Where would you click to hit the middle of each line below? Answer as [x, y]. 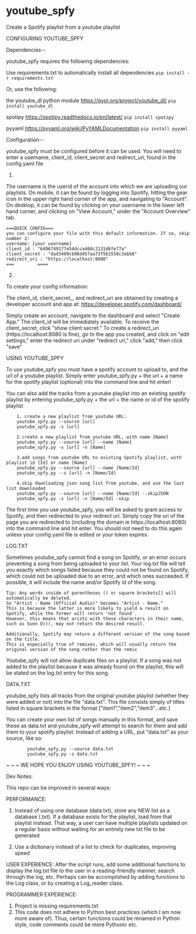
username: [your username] [39, 244]
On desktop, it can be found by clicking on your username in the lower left [95, 205]
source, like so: [24, 738]
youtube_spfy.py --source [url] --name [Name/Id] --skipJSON [92, 493]
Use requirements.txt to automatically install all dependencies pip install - [98, 72]
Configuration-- [25, 140]
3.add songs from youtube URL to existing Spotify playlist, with [99, 457]
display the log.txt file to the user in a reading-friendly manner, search [90, 871]
